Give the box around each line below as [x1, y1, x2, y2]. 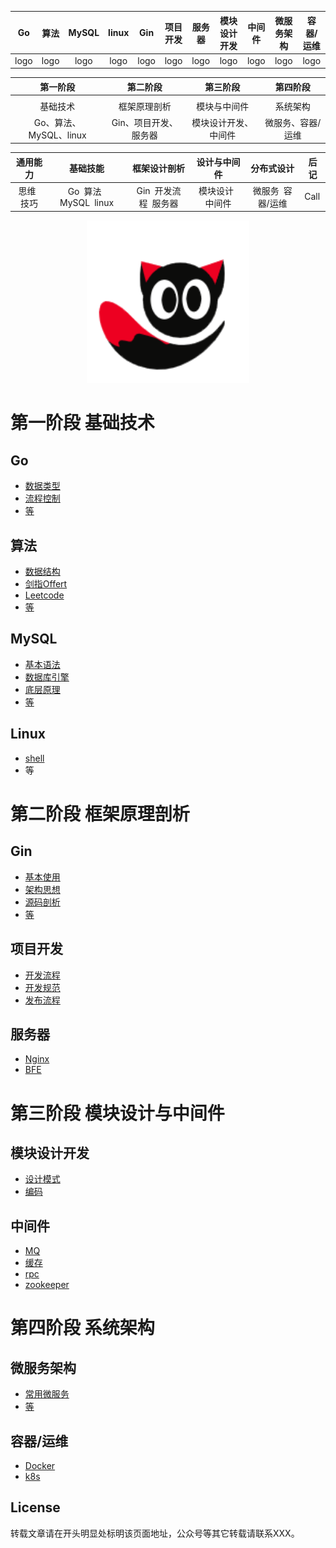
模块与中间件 [196, 101, 250, 113]
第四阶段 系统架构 [10, 1317, 155, 1340]
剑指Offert [24, 578, 68, 590]
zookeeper [24, 1279, 70, 1291]
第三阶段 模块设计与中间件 [10, 1102, 225, 1125]
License [10, 1499, 61, 1516]
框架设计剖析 [132, 162, 185, 174]
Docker [24, 1459, 56, 1471]
